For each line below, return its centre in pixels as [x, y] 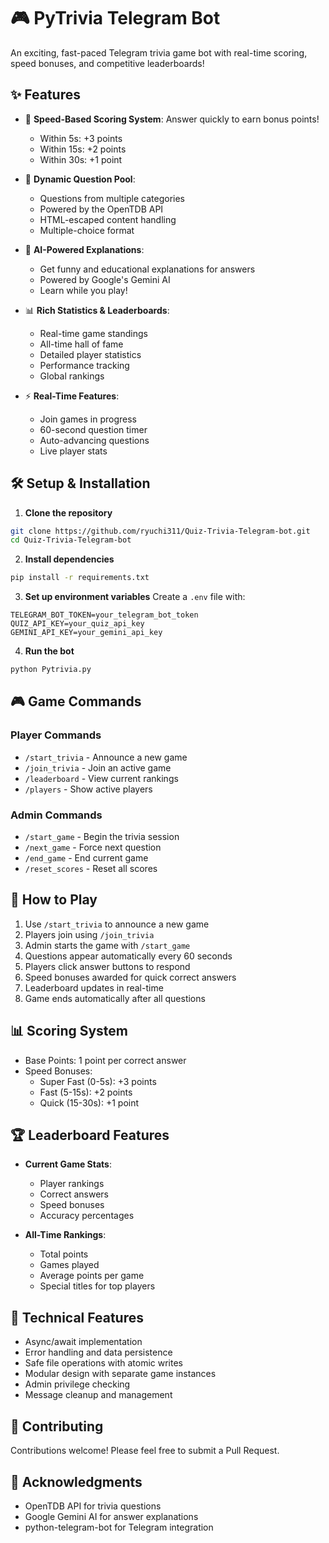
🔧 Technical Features [77, 1317]
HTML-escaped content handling [108, 219]
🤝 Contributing [57, 1426]
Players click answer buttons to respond [107, 966]
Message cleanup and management [98, 1395]
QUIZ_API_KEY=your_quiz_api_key [77, 624]
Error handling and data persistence [98, 1352]
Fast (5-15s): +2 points [86, 1092]
